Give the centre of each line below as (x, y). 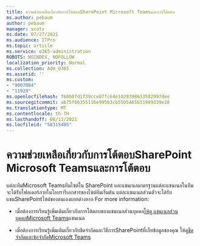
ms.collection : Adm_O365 (38, 68)
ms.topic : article (29, 46)
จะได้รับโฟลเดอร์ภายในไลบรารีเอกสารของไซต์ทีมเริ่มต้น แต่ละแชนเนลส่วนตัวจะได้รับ (89, 193)
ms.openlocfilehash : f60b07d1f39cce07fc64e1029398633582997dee (88, 97)
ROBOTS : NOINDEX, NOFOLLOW (40, 57)
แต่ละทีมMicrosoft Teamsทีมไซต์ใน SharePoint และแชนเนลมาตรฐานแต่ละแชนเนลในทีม (100, 185)
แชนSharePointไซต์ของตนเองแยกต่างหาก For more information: (78, 199)
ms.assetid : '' (26, 74)
